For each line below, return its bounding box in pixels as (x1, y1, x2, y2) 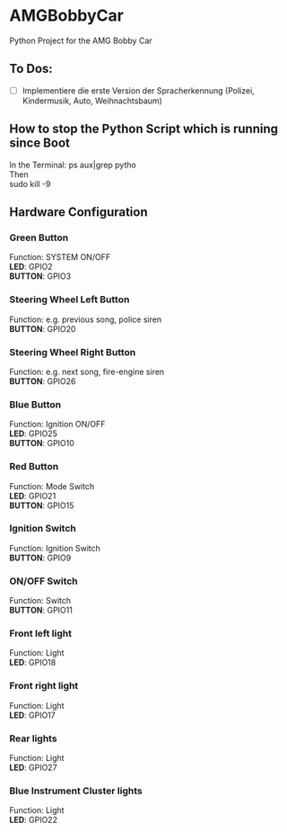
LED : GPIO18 (9, 658, 57, 668)
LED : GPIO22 (9, 815, 58, 826)
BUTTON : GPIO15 (9, 500, 74, 511)
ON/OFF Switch (9, 575, 78, 587)
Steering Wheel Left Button (9, 293, 130, 306)
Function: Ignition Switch (9, 542, 101, 553)
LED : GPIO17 (9, 710, 56, 720)
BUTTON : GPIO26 (9, 375, 76, 387)
